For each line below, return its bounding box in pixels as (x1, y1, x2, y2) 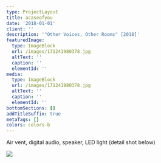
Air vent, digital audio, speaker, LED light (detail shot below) (6, 139, 156, 146)
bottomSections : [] (6, 105, 56, 111)
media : (6, 71, 23, 77)
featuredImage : (6, 37, 45, 43)
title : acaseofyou (6, 15, 53, 21)
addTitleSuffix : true (6, 111, 61, 117)
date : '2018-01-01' (6, 20, 56, 26)
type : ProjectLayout (6, 9, 59, 15)
